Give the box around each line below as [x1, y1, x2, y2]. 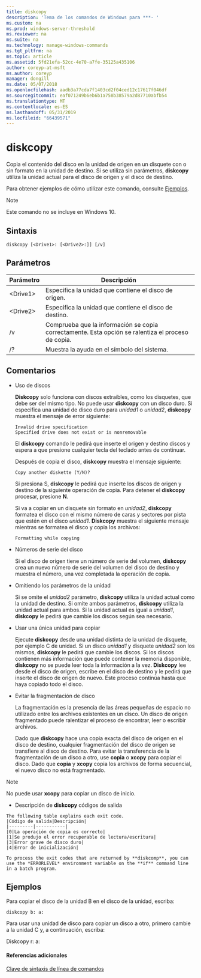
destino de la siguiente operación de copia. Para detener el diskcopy [14, 486, 185, 493]
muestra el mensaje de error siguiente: [14, 412, 111, 419]
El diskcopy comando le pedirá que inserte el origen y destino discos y [14, 440, 190, 447]
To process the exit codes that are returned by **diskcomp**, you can [6, 855, 188, 861]
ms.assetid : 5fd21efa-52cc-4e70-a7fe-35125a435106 [6, 59, 135, 65]
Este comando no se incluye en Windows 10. [6, 208, 116, 216]
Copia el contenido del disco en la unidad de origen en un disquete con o [6, 160, 187, 168]
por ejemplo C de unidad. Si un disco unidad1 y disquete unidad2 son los [14, 642, 195, 649]
